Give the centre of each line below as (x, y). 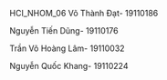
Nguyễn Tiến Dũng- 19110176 (64, 30)
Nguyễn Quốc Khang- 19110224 (69, 66)
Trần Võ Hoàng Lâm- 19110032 (67, 48)
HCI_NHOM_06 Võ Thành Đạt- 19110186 (84, 13)
